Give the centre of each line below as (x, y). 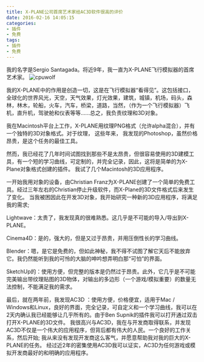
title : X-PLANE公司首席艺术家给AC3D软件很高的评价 (65, 12)
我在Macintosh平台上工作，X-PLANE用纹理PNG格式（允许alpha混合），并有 (101, 126)
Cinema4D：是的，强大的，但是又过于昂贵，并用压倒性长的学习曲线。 (94, 238)
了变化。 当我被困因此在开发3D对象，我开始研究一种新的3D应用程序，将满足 (102, 197)
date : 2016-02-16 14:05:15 (40, 18)
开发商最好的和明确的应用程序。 (51, 352)
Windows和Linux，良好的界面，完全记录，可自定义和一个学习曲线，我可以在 (102, 307)
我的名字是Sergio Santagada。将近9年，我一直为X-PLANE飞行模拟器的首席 (100, 69)
